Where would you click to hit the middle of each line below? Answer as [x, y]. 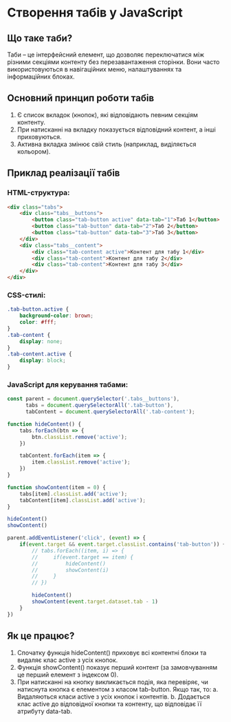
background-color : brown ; [57, 316]
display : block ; [43, 361]
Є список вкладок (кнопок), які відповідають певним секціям [107, 114]
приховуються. [39, 136]
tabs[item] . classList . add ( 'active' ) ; [74, 494]
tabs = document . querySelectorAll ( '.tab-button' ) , [99, 405]
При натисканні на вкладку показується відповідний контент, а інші [117, 130]
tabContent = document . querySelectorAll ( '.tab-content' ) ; [110, 412]
